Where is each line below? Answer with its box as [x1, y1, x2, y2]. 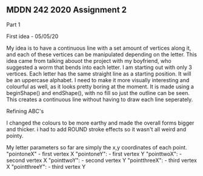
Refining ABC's [6, 107, 44, 114]
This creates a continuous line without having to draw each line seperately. [6, 96, 193, 103]
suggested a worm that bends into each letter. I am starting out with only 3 [6, 64, 192, 71]
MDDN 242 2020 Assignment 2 [6, 5, 127, 15]
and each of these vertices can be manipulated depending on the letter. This [6, 51, 197, 58]
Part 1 [6, 21, 21, 28]
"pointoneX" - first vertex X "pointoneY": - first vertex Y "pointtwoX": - [6, 150, 182, 157]
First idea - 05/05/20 [6, 33, 59, 40]
